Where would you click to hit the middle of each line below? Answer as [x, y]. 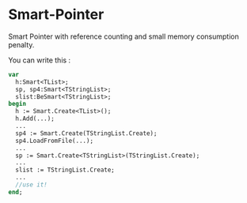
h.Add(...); [35, 119]
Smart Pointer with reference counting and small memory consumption [123, 36]
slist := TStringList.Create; [65, 170]
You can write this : [40, 60]
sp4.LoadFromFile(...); [54, 141]
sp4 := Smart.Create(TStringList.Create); [86, 133]
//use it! [31, 185]
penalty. [21, 44]
